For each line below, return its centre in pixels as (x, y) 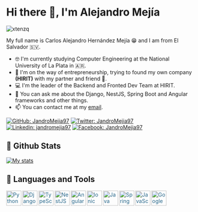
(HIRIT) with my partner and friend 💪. (61, 78)
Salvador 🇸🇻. (23, 47)
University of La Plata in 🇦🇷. (50, 65)
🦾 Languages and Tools (51, 179)
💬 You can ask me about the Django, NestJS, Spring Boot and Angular (101, 94)
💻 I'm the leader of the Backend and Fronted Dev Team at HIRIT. (95, 85)
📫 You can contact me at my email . (59, 107)
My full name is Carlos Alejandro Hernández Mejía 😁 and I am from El (92, 40)
